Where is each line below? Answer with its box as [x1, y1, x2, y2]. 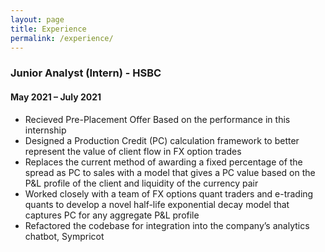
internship [24, 124, 67, 136]
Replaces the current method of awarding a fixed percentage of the [24, 156, 303, 168]
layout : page [10, 14, 65, 25]
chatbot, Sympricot [24, 230, 105, 242]
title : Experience [10, 24, 87, 34]
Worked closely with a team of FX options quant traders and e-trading [24, 187, 314, 200]
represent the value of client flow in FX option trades [24, 145, 242, 157]
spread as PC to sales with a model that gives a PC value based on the [24, 166, 316, 178]
